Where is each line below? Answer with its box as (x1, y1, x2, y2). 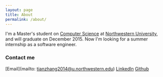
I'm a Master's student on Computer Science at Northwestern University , (5, 31, 158, 37)
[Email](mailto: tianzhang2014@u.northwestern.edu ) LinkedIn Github (5, 65, 149, 71)
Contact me (5, 54, 35, 61)
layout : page (5, 7, 33, 13)
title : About (5, 12, 33, 17)
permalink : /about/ (5, 17, 47, 22)
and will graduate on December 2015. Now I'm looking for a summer (5, 36, 148, 42)
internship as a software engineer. (5, 42, 77, 48)
